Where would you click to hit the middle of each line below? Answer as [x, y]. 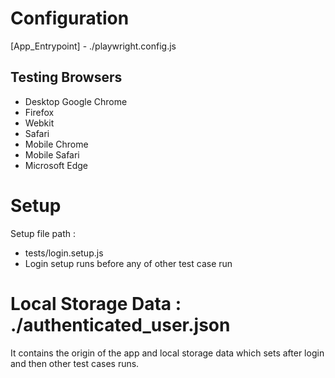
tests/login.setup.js [64, 253]
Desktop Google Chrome [76, 101]
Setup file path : [43, 233]
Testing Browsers [66, 77]
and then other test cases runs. [75, 363]
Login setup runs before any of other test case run [128, 263]
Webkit [39, 123]
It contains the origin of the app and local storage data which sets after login [167, 353]
